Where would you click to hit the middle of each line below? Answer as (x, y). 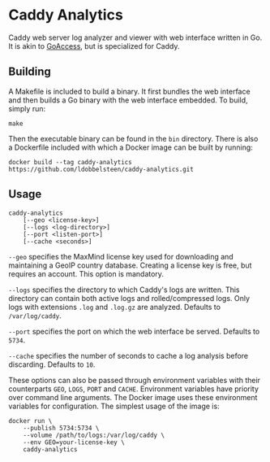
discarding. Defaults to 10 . (52, 364)
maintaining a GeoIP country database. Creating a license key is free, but (130, 265)
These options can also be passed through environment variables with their (135, 380)
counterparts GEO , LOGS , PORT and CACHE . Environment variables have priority (134, 389)
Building (30, 72)
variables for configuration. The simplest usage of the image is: (114, 406)
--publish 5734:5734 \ (61, 428)
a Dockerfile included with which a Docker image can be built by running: (131, 147)
